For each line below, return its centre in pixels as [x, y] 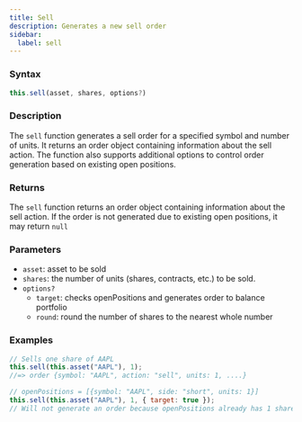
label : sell [40, 43]
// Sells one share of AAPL [62, 359]
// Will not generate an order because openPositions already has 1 [140, 409]
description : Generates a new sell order [88, 26]
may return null [39, 227]
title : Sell [31, 18]
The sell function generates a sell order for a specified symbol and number [150, 135]
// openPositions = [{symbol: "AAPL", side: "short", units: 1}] [134, 392]
